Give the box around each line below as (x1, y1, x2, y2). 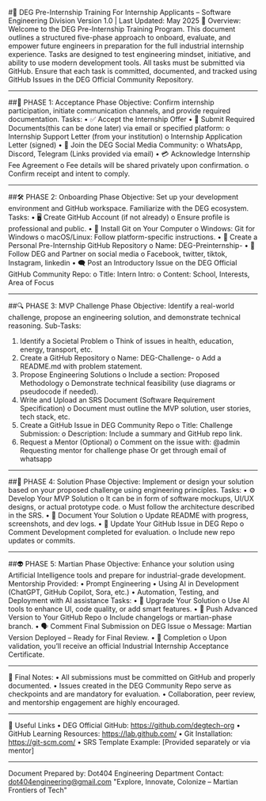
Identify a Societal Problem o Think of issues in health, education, (19, 337, 234, 345)
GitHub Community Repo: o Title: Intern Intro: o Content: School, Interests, (8, 269, 250, 279)
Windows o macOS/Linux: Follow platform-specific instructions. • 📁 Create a (8, 232, 258, 242)
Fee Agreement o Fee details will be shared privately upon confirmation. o (8, 161, 249, 170)
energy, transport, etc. (19, 345, 93, 354)
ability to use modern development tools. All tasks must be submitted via (8, 58, 245, 67)
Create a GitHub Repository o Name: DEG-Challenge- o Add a (19, 353, 222, 362)
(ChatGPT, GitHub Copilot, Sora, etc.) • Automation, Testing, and (8, 587, 219, 597)
